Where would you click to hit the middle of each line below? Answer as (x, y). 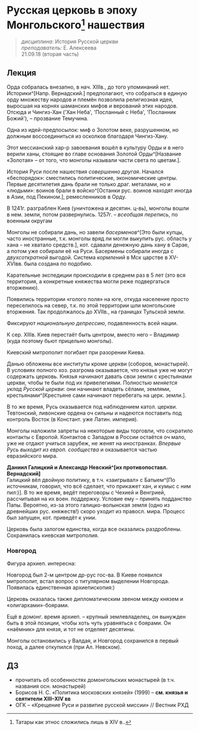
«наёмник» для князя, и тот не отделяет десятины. (71, 629)
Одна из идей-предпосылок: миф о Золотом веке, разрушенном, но (93, 130)
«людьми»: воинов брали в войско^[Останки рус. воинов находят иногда (99, 190)
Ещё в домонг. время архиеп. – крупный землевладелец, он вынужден (96, 617)
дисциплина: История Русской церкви (70, 41)
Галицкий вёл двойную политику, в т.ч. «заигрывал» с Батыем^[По (91, 480)
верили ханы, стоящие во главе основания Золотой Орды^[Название (94, 154)
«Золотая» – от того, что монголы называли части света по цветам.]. (94, 160)
